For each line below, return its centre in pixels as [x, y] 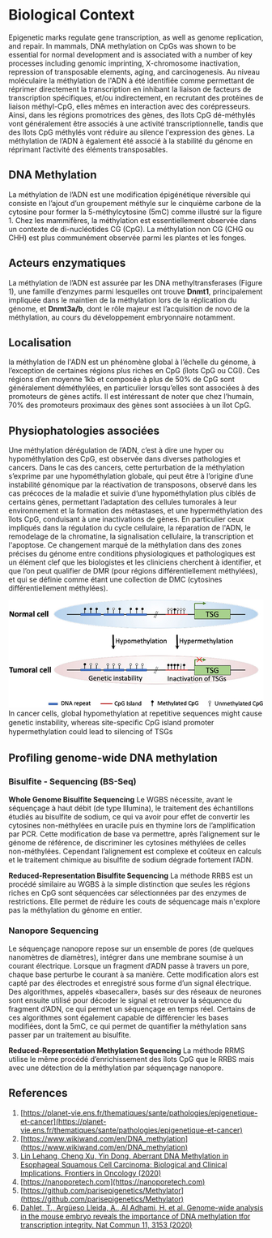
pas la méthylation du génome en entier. [75, 909]
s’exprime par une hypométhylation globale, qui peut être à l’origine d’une [131, 476]
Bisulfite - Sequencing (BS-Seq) [72, 782]
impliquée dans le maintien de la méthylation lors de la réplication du [123, 300]
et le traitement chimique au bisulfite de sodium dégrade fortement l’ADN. [131, 860]
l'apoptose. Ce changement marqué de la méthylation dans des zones [125, 545]
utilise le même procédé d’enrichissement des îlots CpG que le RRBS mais [132, 1059]
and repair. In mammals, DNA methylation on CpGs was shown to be [122, 45]
